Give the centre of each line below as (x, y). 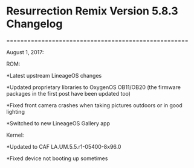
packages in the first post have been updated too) (69, 93)
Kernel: (15, 135)
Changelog (34, 24)
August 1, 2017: (25, 52)
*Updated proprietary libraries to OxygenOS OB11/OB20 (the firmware (94, 87)
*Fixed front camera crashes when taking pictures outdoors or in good (94, 105)
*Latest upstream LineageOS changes (54, 75)
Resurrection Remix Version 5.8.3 (92, 11)
